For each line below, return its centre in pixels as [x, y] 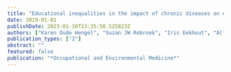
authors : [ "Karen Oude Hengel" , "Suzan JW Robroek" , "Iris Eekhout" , [109, 33]
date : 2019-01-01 [32, 20]
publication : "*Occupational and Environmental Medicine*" [93, 58]
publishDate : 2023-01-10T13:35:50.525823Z [69, 26]
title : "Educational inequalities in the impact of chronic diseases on [113, 13]
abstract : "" [26, 45]
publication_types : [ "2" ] [44, 39]
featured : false [30, 52]
